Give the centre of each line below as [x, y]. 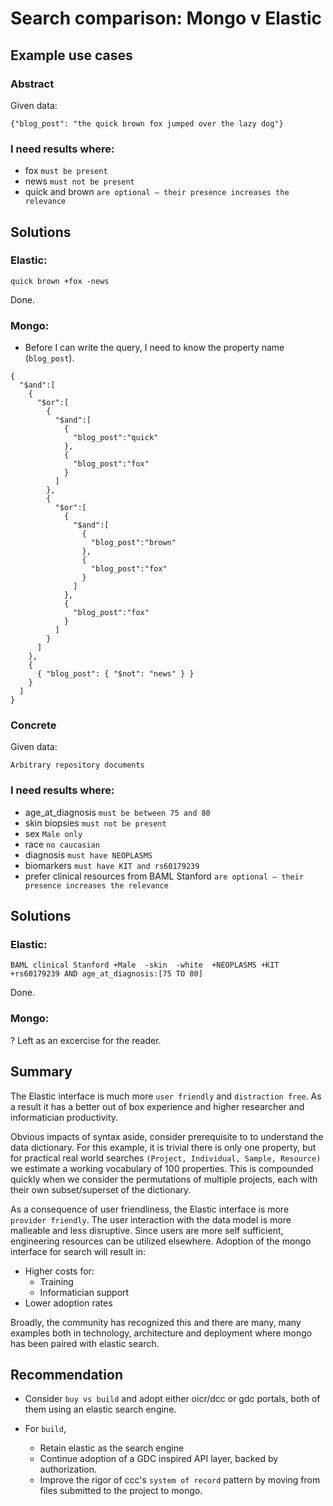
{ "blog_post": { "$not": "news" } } [115, 674]
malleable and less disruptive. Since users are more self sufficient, [147, 1230]
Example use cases [71, 55]
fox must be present [66, 171]
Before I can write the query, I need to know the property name [154, 348]
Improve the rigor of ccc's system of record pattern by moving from [180, 1480]
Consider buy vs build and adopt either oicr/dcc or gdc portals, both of [172, 1399]
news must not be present [79, 181]
